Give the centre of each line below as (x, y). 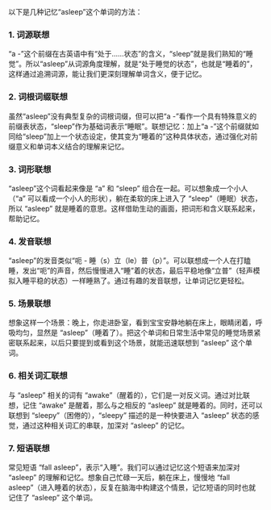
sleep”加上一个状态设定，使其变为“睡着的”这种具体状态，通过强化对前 (142, 136)
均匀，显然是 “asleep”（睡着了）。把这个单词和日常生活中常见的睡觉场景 (134, 332)
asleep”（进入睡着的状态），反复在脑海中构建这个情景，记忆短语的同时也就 (132, 487)
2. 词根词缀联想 (38, 97)
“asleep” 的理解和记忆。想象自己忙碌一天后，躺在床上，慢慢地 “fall (119, 478)
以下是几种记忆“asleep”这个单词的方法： (75, 12)
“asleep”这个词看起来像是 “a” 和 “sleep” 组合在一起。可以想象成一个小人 (128, 188)
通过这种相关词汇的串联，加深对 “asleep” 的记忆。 (106, 425)
